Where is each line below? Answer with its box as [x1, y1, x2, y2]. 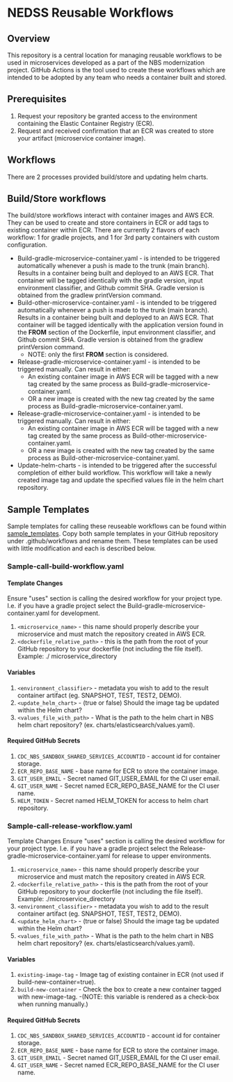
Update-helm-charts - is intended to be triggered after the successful [17, 461, 217, 470]
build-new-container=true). [17, 978, 96, 986]
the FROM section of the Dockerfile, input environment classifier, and [17, 328, 216, 337]
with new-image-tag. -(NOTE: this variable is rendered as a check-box [17, 993, 219, 1001]
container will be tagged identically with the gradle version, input [17, 276, 203, 285]
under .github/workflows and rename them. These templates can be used [7, 537, 218, 546]
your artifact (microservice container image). [17, 134, 146, 142]
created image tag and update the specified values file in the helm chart [17, 476, 224, 484]
